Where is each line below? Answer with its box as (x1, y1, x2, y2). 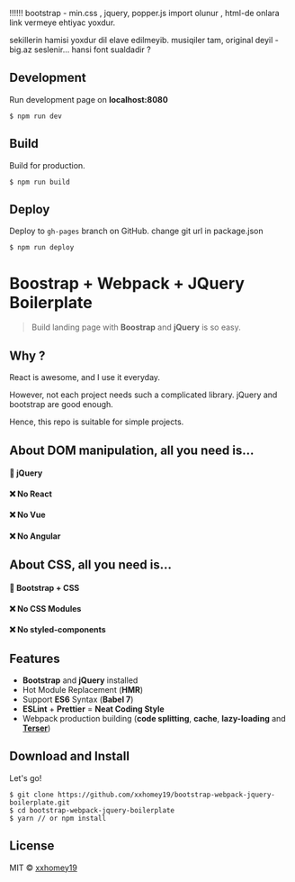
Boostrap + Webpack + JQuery (9, 273, 246, 294)
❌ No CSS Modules (9, 603, 82, 614)
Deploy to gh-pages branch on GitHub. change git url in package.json (9, 225, 264, 237)
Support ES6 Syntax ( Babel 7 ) (22, 694, 134, 705)
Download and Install (9, 749, 130, 764)
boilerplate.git (9, 797, 70, 807)
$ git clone (9, 790, 54, 799)
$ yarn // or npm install (9, 814, 106, 823)
